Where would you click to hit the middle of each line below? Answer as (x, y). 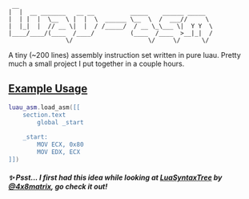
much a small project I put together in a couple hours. (96, 63)
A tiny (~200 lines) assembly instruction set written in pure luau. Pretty (125, 55)
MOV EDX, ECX (59, 152)
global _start (60, 122)
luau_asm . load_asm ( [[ (44, 107)
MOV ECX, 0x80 (60, 145)
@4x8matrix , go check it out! (58, 187)
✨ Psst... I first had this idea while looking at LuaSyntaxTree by (115, 177)
